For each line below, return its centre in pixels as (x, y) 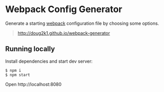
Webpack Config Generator (64, 9)
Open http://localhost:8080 (33, 84)
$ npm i (13, 70)
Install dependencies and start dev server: (49, 61)
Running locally (30, 49)
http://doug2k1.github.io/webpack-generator (64, 33)
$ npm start (18, 75)
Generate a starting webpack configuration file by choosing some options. (82, 23)
